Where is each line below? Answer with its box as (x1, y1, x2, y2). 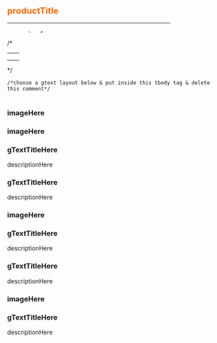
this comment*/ (7, 85, 51, 92)
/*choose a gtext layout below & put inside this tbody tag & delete (7, 79, 211, 86)
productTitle (7, 5, 59, 16)
